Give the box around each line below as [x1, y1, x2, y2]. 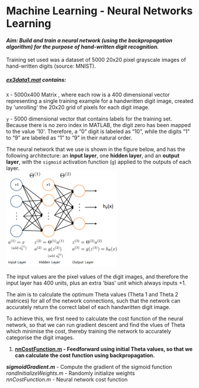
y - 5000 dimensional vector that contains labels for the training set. [6, 115, 172, 122]
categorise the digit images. [6, 334, 74, 341]
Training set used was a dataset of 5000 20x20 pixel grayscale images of [6, 56, 186, 64]
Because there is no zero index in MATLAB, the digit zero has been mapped [6, 122, 191, 129]
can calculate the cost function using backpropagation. [14, 352, 155, 359]
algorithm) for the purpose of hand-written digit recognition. [6, 43, 159, 50]
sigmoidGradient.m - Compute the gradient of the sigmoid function [6, 364, 172, 371]
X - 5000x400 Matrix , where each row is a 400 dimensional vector [6, 91, 170, 99]
